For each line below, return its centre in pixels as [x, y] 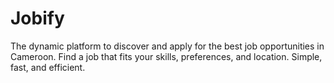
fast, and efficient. [48, 67]
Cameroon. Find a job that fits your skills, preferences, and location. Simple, [166, 56]
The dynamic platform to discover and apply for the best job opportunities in [167, 46]
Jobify [37, 18]
